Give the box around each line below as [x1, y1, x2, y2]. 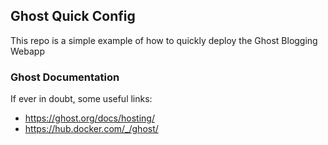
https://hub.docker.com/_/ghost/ [24, 123, 159, 135]
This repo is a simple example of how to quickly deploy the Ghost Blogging [10, 34, 318, 46]
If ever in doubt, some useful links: [10, 93, 153, 105]
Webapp [10, 45, 45, 57]
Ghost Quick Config [10, 8, 136, 25]
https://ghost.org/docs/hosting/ [24, 112, 155, 124]
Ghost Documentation [10, 70, 120, 84]
